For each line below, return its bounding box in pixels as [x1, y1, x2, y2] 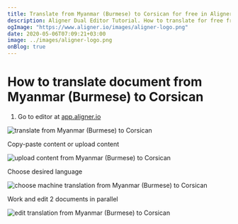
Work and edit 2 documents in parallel [7, 194, 118, 203]
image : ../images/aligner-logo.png [7, 37, 113, 44]
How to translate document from [7, 74, 203, 90]
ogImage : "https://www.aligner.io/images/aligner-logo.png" [7, 23, 189, 30]
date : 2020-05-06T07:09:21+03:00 [7, 30, 106, 38]
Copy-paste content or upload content [7, 140, 120, 148]
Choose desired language [7, 167, 83, 176]
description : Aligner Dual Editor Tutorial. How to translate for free [7, 17, 223, 24]
